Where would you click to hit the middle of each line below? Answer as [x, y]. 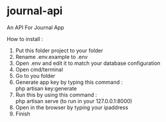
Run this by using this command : [56, 95]
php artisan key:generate [46, 88]
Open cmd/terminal [39, 69]
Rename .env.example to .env [51, 57]
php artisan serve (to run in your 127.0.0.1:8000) [74, 101]
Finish [23, 114]
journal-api [35, 11]
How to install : [25, 39]
